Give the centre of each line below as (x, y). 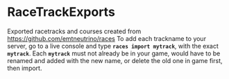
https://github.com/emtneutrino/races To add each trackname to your (107, 38)
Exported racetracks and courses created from (74, 31)
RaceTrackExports (61, 12)
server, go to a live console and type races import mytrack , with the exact (113, 46)
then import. (25, 68)
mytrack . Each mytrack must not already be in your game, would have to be (114, 53)
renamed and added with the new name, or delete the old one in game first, (115, 60)
